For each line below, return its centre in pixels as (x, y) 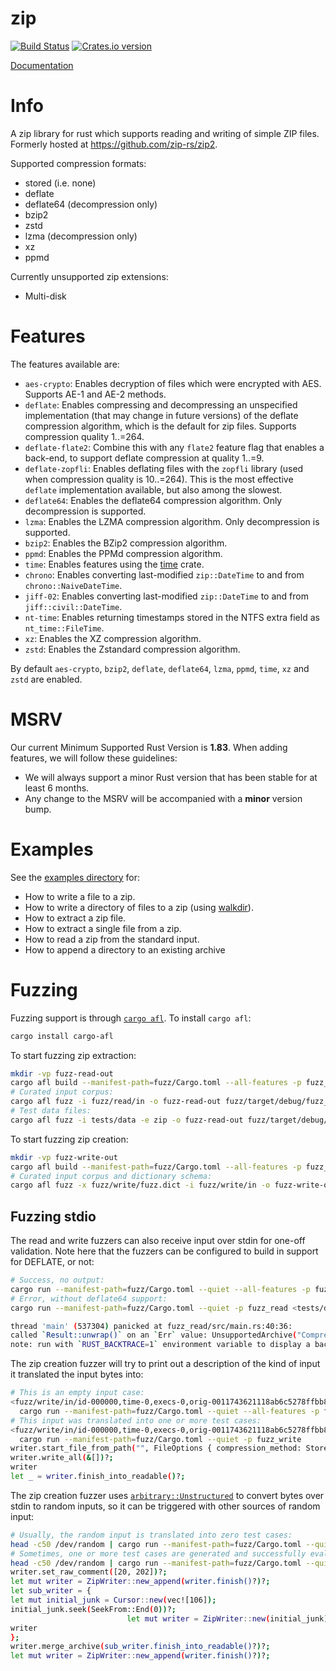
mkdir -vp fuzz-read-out (62, 1073)
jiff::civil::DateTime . (73, 606)
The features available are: (65, 364)
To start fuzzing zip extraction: (73, 1055)
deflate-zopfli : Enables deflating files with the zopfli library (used (164, 468)
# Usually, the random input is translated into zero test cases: (151, 1535)
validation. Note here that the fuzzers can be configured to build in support (164, 1251)
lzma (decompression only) (81, 236)
